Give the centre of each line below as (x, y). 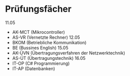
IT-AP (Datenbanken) (33, 68)
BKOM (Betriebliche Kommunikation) (49, 42)
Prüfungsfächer (38, 9)
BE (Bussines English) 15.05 (40, 48)
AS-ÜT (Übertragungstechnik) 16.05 (49, 58)
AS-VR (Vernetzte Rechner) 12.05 (46, 37)
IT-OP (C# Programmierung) (41, 63)
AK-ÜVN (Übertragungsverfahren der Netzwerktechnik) (69, 53)
